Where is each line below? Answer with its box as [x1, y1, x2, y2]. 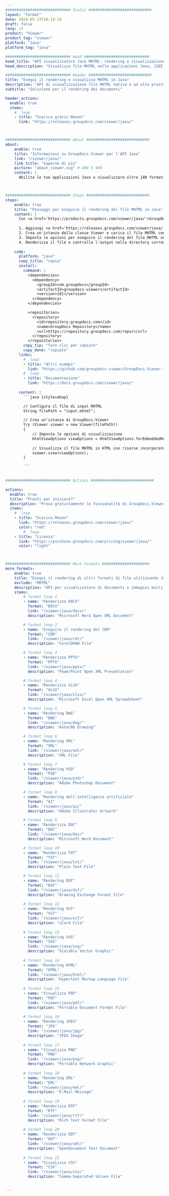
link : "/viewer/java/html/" [27, 972, 87, 977]
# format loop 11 [23, 874, 59, 879]
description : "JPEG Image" [27, 1033, 84, 1038]
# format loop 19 [23, 1099, 59, 1104]
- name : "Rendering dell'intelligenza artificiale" [23, 794, 134, 799]
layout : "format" [5, 12, 42, 17]
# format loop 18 [23, 1071, 59, 1076]
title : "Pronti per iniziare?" [10, 496, 75, 502]
